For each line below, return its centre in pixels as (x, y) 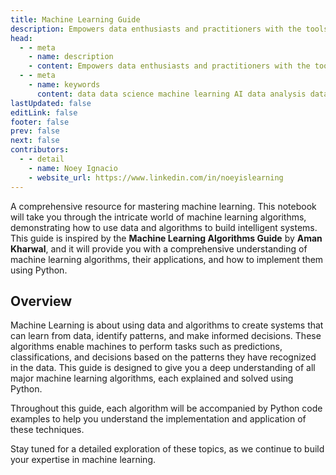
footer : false (40, 122)
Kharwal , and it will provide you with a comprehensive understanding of (159, 248)
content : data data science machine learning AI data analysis (171, 94)
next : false (35, 141)
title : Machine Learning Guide (75, 19)
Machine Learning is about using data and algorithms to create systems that (167, 325)
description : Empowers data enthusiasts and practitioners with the (156, 29)
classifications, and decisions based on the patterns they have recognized (163, 357)
